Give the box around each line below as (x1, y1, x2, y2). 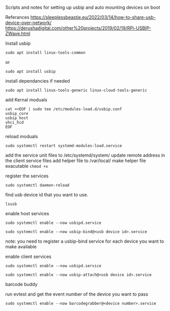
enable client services (5, 253, 52, 260)
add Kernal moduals (5, 97, 47, 102)
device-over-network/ (5, 20, 52, 25)
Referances (5, 14, 30, 20)
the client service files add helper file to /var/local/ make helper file (5, 158, 147, 164)
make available (5, 244, 37, 249)
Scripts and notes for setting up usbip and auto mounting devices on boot (5, 5, 160, 10)
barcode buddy (5, 281, 38, 287)
